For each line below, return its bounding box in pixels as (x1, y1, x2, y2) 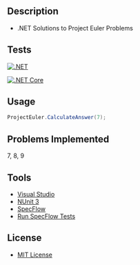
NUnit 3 (17, 197, 39, 205)
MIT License (17, 250, 53, 259)
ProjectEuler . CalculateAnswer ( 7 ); (7, 114, 107, 121)
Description (7, 6, 59, 17)
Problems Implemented (7, 133, 110, 145)
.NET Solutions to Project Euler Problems (17, 24, 133, 32)
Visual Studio (17, 190, 55, 198)
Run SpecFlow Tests (17, 212, 76, 220)
